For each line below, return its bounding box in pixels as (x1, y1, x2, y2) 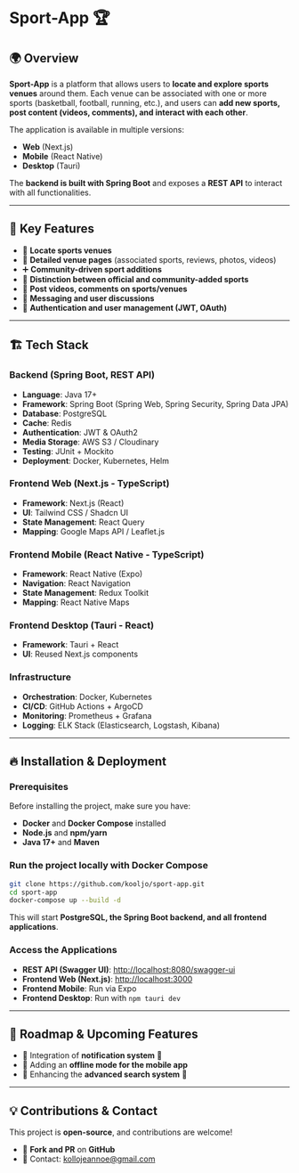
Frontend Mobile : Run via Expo (21, 982, 137, 994)
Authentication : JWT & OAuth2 (21, 427, 138, 437)
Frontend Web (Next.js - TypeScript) (9, 477, 170, 490)
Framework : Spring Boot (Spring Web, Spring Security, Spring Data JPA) (21, 398, 289, 409)
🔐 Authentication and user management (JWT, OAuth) (21, 302, 228, 313)
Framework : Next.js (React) (21, 497, 125, 509)
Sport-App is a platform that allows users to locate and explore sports (9, 78, 270, 89)
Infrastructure (9, 671, 72, 683)
